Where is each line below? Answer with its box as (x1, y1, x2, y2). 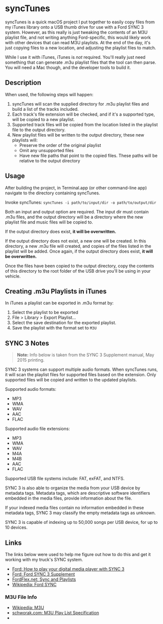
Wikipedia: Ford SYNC (12, 582, 57, 587)
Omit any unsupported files (19, 147, 74, 153)
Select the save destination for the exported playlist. (12, 320, 116, 326)
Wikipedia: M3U (12, 605, 45, 610)
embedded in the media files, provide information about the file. (5, 495, 132, 501)
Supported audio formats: (5, 386, 57, 392)
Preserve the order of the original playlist (19, 142, 101, 148)
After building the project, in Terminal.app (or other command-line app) (5, 185, 147, 191)
